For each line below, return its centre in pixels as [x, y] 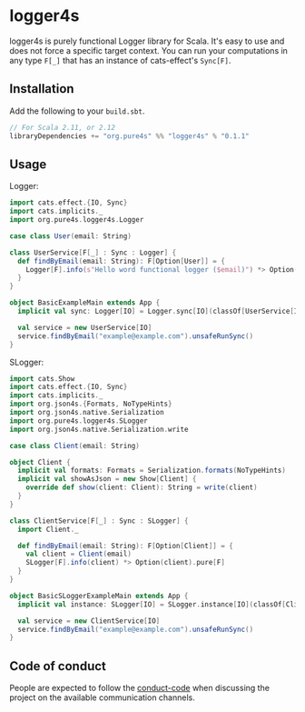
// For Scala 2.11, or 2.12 [63, 127]
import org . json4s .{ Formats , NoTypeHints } [91, 404]
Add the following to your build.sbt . [77, 111]
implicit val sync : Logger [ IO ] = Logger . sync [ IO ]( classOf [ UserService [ [156, 311]
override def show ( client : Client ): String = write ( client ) [142, 487]
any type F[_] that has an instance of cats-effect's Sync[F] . [120, 60]
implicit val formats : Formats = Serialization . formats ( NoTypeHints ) [152, 471]
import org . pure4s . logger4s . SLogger [79, 421]
